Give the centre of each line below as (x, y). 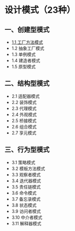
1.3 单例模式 (24, 54)
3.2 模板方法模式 (28, 168)
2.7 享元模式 (24, 133)
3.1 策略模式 (23, 162)
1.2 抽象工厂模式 (28, 48)
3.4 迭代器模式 (26, 181)
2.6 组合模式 (24, 126)
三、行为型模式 (27, 150)
